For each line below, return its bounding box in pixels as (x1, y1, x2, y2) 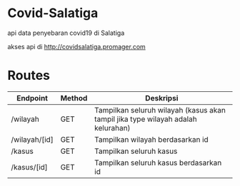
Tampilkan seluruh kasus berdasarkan (94, 157, 222, 167)
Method (60, 93, 88, 103)
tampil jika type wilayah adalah (94, 114, 198, 124)
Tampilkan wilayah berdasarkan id (94, 134, 209, 144)
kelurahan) (94, 123, 131, 133)
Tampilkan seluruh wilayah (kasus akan (94, 105, 226, 115)
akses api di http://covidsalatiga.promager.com (7, 42, 146, 51)
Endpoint (16, 93, 49, 103)
